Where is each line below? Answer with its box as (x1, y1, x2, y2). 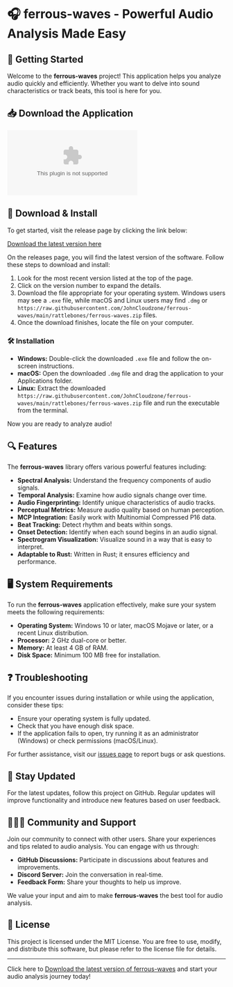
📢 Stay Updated (7, 770, 76, 782)
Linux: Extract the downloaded (17, 384, 106, 392)
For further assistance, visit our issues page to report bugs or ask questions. (7, 750, 226, 759)
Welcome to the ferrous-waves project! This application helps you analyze (7, 72, 222, 80)
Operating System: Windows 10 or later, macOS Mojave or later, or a (17, 621, 214, 629)
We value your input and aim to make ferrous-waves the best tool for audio (7, 891, 223, 899)
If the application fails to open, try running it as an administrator (17, 729, 199, 738)
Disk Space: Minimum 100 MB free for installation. (17, 650, 161, 659)
